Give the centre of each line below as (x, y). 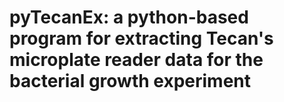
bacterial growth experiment (130, 81)
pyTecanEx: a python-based (129, 17)
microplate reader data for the (136, 60)
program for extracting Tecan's (141, 38)
